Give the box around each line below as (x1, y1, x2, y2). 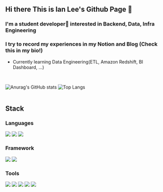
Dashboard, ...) (12, 64, 44, 70)
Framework (5, 144, 34, 152)
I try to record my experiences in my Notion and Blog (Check (5, 40, 158, 48)
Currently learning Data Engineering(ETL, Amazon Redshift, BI (12, 58, 144, 65)
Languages (5, 119, 34, 126)
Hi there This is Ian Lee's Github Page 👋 (5, 5, 133, 14)
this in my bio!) (5, 47, 43, 54)
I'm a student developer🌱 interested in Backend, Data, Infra (5, 20, 155, 28)
